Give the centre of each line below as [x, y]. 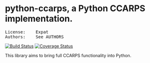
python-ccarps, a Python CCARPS [75, 8]
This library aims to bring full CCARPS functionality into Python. [68, 55]
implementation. [39, 19]
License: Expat [27, 32]
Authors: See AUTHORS [34, 37]
